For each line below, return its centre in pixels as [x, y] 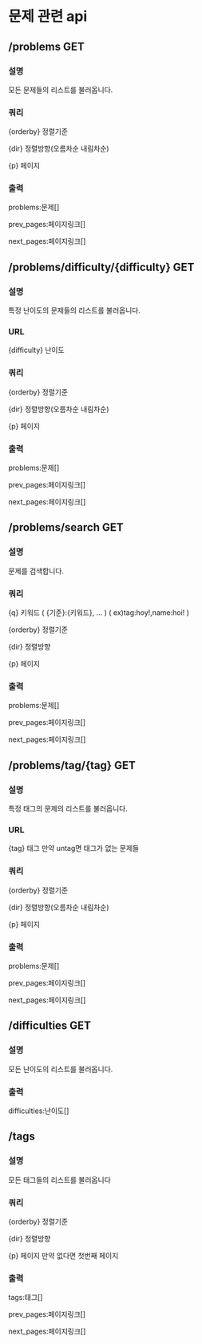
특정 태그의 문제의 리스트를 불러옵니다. [68, 809]
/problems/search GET [66, 527]
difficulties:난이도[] [39, 1111]
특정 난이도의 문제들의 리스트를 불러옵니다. [75, 310]
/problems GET [47, 46]
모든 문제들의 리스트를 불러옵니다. [61, 90]
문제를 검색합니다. [36, 571]
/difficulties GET [50, 1026]
